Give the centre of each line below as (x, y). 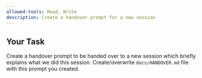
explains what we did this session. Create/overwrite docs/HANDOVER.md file (97, 62)
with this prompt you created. (43, 69)
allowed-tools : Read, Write (42, 12)
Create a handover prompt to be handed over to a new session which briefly (101, 56)
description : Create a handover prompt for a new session (81, 17)
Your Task (26, 42)
